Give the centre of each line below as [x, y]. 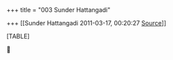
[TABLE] [18, 36]
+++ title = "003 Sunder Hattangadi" [58, 10]
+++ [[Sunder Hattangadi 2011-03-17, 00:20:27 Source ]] [86, 23]
